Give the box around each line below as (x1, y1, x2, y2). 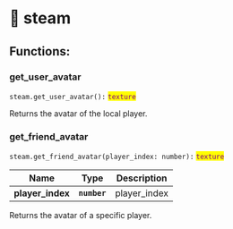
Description (116, 172, 168, 184)
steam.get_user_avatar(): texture (9, 92, 136, 101)
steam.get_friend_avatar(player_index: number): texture (9, 152, 225, 162)
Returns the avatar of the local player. (9, 107, 148, 119)
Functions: (9, 44, 71, 59)
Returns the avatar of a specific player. (9, 210, 152, 221)
